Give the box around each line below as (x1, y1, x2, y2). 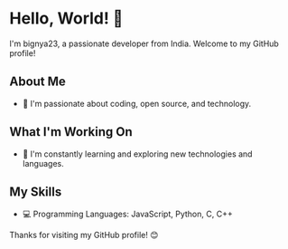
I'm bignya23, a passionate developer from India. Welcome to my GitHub (9, 38, 280, 49)
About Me (9, 74, 66, 90)
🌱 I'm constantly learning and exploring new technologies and (22, 148, 253, 159)
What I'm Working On (9, 124, 133, 139)
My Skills (9, 184, 62, 199)
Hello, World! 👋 (9, 8, 124, 29)
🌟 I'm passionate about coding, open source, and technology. (22, 98, 252, 109)
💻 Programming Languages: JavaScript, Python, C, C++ (22, 208, 233, 220)
